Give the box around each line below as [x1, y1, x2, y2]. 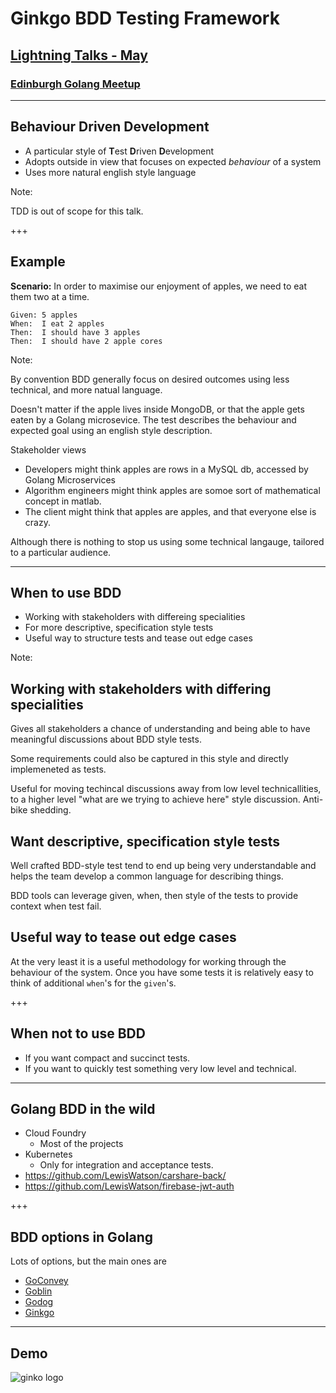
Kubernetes [24, 1148, 73, 1161]
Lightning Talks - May [10, 47, 148, 64]
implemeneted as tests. [10, 763, 107, 776]
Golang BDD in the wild [10, 1100, 156, 1117]
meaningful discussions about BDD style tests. [10, 733, 202, 746]
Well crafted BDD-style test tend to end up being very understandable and [10, 859, 317, 871]
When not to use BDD [10, 1025, 146, 1042]
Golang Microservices [24, 473, 117, 486]
